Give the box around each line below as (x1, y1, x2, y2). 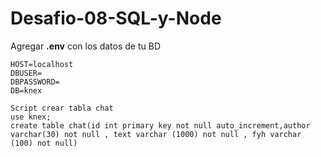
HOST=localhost (10, 59, 74, 69)
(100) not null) (10, 138, 78, 148)
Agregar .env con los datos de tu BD (10, 40, 161, 52)
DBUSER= (10, 68, 43, 78)
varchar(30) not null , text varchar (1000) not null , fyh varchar (10, 129, 302, 139)
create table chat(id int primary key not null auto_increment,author (10, 120, 311, 131)
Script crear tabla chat (10, 103, 114, 113)
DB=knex (10, 85, 43, 96)
